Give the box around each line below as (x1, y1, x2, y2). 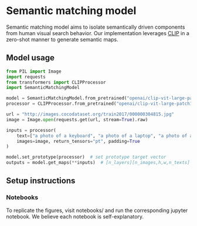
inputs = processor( (6, 127, 57, 133)
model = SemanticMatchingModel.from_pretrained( (6, 95, 127, 101)
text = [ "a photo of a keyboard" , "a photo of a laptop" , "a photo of (16, 133, 188, 139)
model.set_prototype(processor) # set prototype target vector (6, 154, 167, 160)
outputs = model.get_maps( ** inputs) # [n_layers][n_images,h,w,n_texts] (6, 160, 191, 166)
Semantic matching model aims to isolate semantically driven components (6, 23, 185, 30)
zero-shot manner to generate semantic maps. (6, 36, 118, 43)
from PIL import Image (6, 69, 62, 74)
